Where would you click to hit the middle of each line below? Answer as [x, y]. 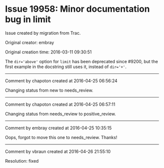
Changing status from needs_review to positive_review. [61, 114]
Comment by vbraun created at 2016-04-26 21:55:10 [58, 151]
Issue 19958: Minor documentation [77, 9]
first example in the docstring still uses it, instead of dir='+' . [66, 67]
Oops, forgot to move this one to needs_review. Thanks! [61, 137]
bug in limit [28, 19]
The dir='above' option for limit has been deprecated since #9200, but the [82, 61]
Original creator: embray [30, 42]
